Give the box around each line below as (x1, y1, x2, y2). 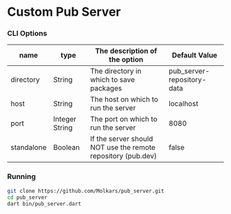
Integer (53, 115, 77, 124)
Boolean (53, 143, 80, 152)
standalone (10, 143, 47, 152)
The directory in (90, 67, 142, 76)
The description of (95, 46, 157, 56)
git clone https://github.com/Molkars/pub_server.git (7, 187, 165, 194)
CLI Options (7, 29, 47, 38)
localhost (168, 99, 199, 108)
